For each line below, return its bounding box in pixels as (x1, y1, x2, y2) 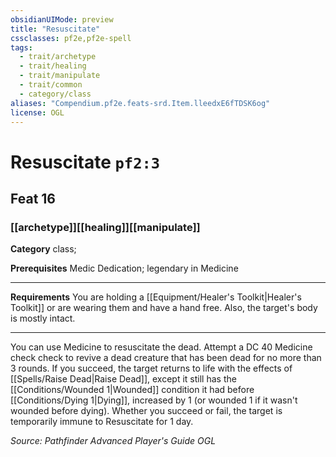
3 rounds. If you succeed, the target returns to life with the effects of (10, 362, 293, 375)
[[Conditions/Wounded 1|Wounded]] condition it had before (10, 384, 255, 396)
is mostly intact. (10, 312, 76, 325)
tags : (10, 42, 33, 53)
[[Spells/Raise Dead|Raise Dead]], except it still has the (10, 373, 237, 385)
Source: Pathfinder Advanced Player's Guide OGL (10, 435, 217, 447)
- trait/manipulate (19, 71, 101, 81)
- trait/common (19, 80, 83, 90)
